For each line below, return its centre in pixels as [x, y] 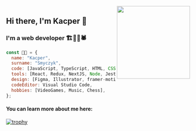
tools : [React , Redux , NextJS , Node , [57, 74]
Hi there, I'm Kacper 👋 [47, 21]
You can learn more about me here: [50, 109]
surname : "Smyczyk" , [36, 63]
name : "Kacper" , [31, 58]
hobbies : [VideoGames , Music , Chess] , [59, 90]
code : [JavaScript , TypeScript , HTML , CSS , [65, 69]
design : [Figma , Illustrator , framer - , [69, 80]
